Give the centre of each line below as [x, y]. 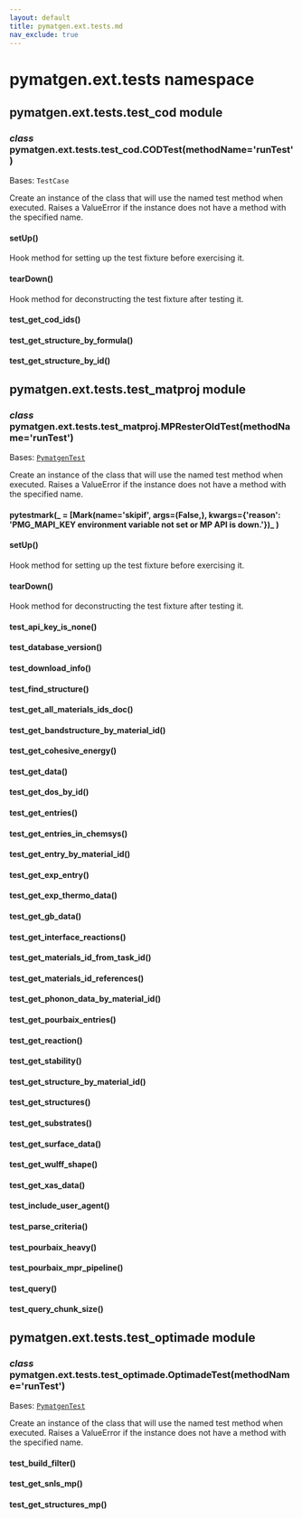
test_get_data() [38, 771]
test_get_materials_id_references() [77, 978]
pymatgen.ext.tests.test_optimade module [132, 1338]
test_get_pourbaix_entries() [63, 1019]
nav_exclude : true [44, 34]
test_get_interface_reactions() [68, 937]
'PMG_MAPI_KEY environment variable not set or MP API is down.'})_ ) [144, 524]
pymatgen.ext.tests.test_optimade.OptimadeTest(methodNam [150, 1374]
